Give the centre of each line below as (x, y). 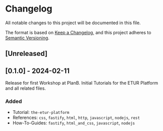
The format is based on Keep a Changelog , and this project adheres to (78, 32)
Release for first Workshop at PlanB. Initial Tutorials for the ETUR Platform (82, 83)
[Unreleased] (26, 54)
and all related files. (26, 88)
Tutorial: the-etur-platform (41, 112)
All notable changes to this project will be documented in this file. (73, 23)
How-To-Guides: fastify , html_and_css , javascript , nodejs (74, 123)
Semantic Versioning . (27, 38)
